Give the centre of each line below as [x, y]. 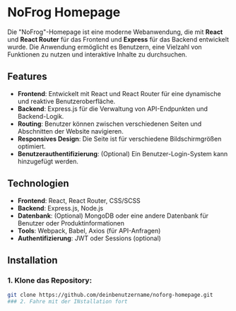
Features [27, 77]
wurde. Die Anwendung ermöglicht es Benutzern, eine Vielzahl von [105, 47]
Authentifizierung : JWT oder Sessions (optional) [89, 238]
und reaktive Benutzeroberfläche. [66, 101]
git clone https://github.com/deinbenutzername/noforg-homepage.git [110, 295]
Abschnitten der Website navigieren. [70, 131]
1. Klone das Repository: [50, 280]
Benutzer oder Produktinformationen [71, 223]
